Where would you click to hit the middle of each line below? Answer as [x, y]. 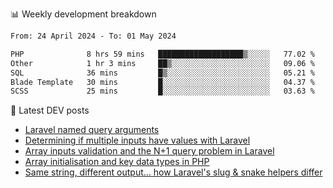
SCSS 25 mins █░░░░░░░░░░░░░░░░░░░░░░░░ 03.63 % [162, 91]
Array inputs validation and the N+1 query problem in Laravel [149, 151]
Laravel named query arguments [92, 130]
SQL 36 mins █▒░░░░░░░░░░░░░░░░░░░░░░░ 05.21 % [162, 73]
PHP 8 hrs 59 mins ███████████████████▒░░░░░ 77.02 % [162, 54]
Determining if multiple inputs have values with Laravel [137, 140]
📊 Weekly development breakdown [83, 14]
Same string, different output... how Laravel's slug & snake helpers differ [173, 172]
